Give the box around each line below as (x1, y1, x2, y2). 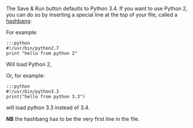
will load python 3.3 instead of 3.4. (6, 104, 90, 111)
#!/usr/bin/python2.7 (6, 45, 59, 51)
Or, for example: (6, 72, 45, 79)
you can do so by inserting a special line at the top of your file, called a (6, 11, 178, 18)
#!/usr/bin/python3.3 (6, 89, 59, 95)
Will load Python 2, (6, 61, 52, 68)
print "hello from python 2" (6, 50, 78, 56)
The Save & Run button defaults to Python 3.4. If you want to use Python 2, (6, 5, 188, 12)
